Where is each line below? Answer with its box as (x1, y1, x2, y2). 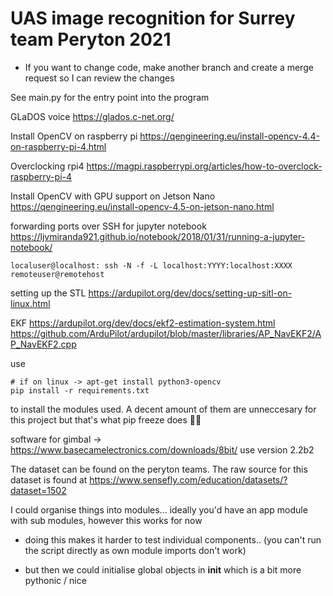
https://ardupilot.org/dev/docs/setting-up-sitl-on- (88, 287, 293, 299)
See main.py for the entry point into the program (10, 91, 210, 103)
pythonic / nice (24, 574, 87, 586)
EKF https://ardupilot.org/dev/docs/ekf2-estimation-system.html (10, 317, 276, 329)
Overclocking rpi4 (10, 160, 85, 172)
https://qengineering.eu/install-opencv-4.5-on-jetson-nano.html (10, 200, 275, 212)
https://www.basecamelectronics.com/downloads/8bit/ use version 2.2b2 (10, 443, 315, 456)
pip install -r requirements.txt (10, 385, 150, 396)
